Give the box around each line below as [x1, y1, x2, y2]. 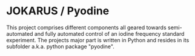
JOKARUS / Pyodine [6, 4, 110, 18]
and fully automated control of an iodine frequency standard [34, 30, 185, 37]
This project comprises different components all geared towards [6, 24, 167, 31]
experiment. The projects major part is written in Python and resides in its [6, 36, 190, 43]
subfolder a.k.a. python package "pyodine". [6, 43, 115, 50]
